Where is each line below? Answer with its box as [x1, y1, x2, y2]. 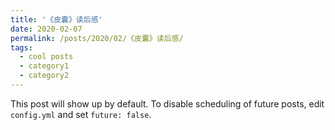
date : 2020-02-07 [10, 24, 83, 34]
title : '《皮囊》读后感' [10, 14, 103, 25]
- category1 [19, 61, 70, 71]
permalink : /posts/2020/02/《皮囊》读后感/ [10, 33, 184, 43]
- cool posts [19, 52, 74, 62]
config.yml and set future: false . [10, 108, 152, 120]
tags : [10, 42, 33, 53]
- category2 [19, 71, 70, 81]
